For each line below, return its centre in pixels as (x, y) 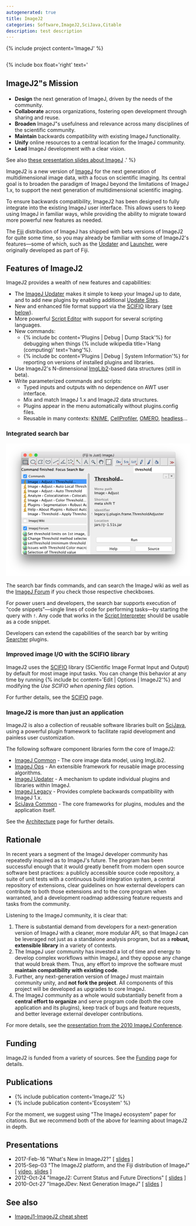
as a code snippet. (28, 622)
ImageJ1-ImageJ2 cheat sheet (51, 1217)
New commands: (35, 331)
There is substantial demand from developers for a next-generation (96, 926)
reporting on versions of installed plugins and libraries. (89, 362)
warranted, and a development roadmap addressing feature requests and (94, 898)
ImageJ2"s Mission (42, 83)
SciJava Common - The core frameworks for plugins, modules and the (99, 804)
